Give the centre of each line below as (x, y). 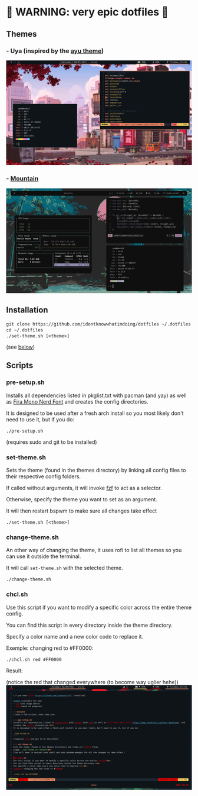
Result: (14, 671)
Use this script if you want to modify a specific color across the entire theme (99, 607)
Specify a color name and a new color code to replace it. (75, 636)
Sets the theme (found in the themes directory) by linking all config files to (96, 470)
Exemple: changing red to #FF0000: (50, 648)
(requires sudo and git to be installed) (52, 442)
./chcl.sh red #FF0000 (34, 659)
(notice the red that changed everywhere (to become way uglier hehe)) (92, 682)
